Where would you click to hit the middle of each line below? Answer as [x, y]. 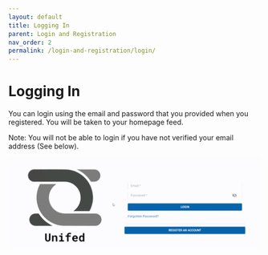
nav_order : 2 [30, 42]
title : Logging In [39, 25]
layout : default [35, 17]
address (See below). [44, 146]
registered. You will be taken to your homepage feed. [96, 122]
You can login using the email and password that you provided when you [128, 114]
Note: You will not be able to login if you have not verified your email [121, 138]
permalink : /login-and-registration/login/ [82, 51]
